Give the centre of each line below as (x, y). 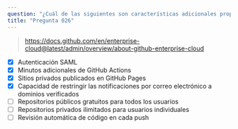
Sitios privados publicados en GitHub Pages (82, 78)
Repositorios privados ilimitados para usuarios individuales (103, 109)
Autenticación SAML (47, 62)
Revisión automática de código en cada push (83, 117)
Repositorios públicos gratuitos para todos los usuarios (98, 101)
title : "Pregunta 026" (41, 21)
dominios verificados (48, 94)
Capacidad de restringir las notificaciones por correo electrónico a (115, 86)
